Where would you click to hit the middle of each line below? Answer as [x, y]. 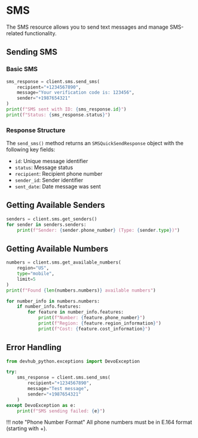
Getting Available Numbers [57, 249]
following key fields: [31, 149]
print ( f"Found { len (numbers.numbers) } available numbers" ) [81, 290]
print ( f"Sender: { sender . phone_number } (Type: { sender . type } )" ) [98, 230]
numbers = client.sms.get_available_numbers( [64, 263]
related [15, 33]
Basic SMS [22, 69]
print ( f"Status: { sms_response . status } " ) [58, 115]
